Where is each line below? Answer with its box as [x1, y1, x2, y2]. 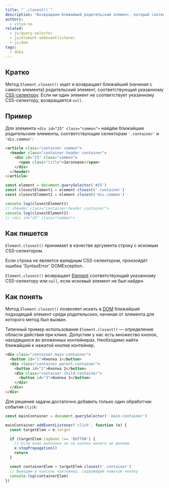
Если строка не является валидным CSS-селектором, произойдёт [5, 257, 148, 264]
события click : [5, 404, 38, 410]
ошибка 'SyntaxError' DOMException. [5, 263, 84, 269]
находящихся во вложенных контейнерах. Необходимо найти [5, 337, 138, 343]
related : [5, 26, 24, 31]
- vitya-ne [10, 21, 33, 27]
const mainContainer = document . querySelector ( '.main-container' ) [5, 413, 147, 419]
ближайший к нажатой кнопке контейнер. [5, 342, 96, 348]
